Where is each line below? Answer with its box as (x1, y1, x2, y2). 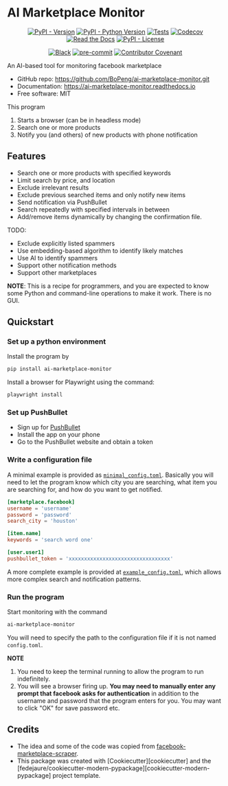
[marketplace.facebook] (7, 498, 76, 506)
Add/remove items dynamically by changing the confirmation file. (16, 212, 203, 221)
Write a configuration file (7, 455, 93, 464)
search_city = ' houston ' (7, 517, 78, 525)
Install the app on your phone (16, 431, 101, 439)
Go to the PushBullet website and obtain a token (16, 438, 153, 446)
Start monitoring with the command (7, 608, 108, 616)
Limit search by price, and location (16, 176, 115, 184)
